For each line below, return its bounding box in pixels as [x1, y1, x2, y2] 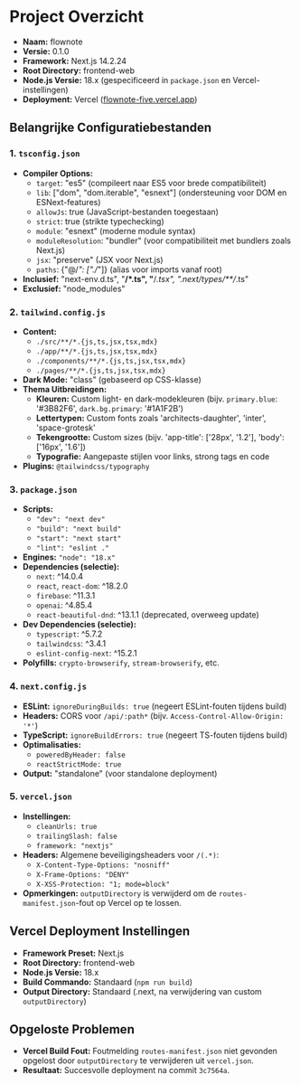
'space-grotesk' [35, 422, 97, 433]
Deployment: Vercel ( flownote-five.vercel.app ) [22, 93, 198, 105]
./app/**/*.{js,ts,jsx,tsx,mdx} [35, 346, 158, 356]
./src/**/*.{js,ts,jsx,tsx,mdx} [35, 337, 158, 346]
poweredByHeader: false [35, 750, 127, 759]
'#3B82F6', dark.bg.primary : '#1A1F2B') [35, 402, 183, 413]
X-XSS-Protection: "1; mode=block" [35, 880, 170, 889]
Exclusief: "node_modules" [22, 283, 126, 294]
